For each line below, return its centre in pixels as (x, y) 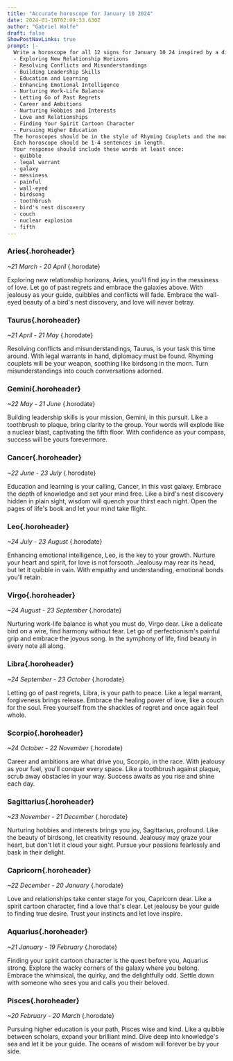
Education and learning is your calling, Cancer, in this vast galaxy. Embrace (114, 486)
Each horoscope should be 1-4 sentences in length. (90, 143)
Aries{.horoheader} (41, 251)
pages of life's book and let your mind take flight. (77, 508)
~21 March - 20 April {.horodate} (54, 266)
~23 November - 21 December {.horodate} (68, 817)
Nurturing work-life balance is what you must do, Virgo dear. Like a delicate (115, 624)
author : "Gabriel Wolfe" (43, 26)
